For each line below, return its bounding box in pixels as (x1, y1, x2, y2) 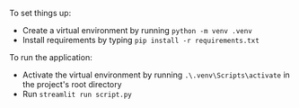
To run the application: (9, 52, 92, 62)
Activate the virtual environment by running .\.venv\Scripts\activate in (22, 69, 290, 80)
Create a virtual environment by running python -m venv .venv (22, 25, 253, 35)
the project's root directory (22, 79, 123, 89)
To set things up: (9, 8, 72, 18)
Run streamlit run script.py (22, 89, 132, 99)
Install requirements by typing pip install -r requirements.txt (22, 35, 260, 45)
